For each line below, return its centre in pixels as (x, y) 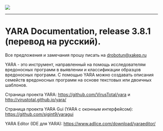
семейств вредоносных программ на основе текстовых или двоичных (78, 80)
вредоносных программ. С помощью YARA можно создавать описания (79, 75)
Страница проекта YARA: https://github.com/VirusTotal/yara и (68, 94)
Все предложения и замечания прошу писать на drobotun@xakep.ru (76, 55)
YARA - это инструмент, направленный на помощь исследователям (75, 64)
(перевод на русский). (53, 42)
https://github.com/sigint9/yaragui (39, 114)
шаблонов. (16, 85)
